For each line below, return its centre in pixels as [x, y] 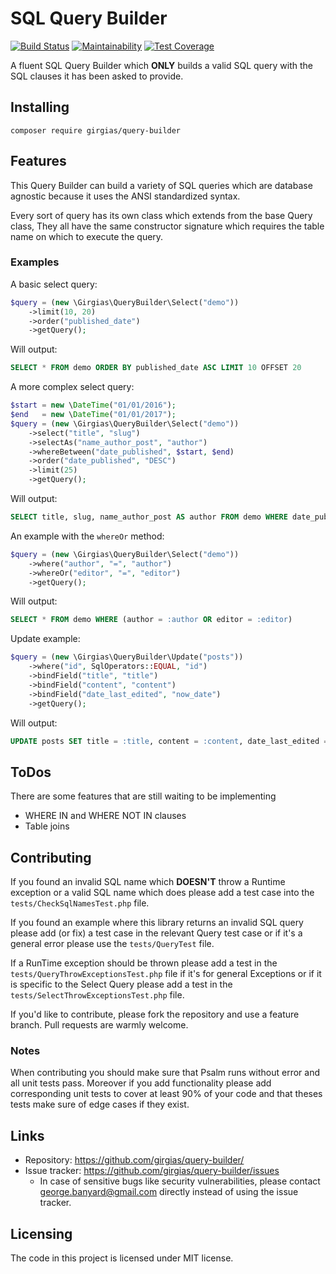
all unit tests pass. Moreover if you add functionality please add [141, 1083]
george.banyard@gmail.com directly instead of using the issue [169, 1192]
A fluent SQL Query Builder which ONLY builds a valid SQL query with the [162, 65]
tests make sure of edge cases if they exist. [100, 1104]
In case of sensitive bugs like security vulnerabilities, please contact [180, 1181]
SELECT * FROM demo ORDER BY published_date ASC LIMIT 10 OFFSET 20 [156, 368]
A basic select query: [54, 284]
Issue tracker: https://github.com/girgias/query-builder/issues [152, 1171]
